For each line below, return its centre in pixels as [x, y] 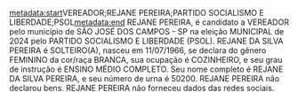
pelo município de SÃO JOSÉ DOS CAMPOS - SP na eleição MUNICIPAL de [147, 31]
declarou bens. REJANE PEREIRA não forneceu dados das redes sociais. [142, 88]
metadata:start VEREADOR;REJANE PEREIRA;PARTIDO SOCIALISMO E [137, 13]
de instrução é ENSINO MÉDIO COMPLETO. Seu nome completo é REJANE [146, 69]
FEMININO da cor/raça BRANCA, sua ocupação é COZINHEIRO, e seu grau [146, 60]
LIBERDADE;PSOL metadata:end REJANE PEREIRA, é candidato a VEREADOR [149, 22]
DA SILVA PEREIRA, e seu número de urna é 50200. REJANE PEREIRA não [145, 78]
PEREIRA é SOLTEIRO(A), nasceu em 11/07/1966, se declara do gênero [138, 50]
